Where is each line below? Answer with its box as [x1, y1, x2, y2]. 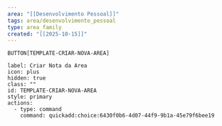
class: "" [7, 81, 37, 88]
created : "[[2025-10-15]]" [7, 30, 88, 38]
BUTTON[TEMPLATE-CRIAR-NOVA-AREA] [7, 50, 110, 57]
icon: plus [7, 68, 40, 75]
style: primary [7, 93, 53, 100]
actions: [7, 100, 33, 107]
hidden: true [7, 75, 46, 82]
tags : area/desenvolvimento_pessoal [7, 17, 116, 24]
